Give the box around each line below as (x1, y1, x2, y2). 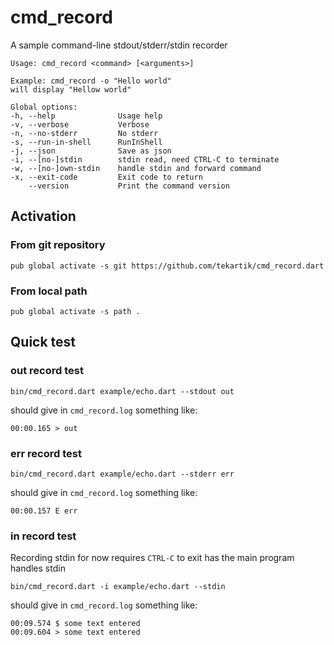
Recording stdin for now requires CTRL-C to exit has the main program (10, 552, 295, 564)
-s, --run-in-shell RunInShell (10, 137, 163, 147)
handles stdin (10, 562, 66, 575)
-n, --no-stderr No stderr (10, 128, 159, 138)
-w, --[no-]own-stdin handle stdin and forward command (10, 163, 262, 173)
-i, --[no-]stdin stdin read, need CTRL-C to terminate (10, 154, 280, 165)
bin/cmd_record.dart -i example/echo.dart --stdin (10, 582, 226, 592)
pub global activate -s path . (10, 306, 141, 316)
